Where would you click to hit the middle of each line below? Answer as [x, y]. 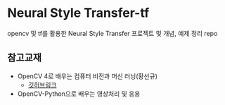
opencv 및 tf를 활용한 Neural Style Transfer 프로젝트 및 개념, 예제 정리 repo [112, 33]
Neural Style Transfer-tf [78, 13]
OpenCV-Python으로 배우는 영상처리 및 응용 [79, 94]
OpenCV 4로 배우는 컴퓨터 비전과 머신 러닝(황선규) [88, 76]
